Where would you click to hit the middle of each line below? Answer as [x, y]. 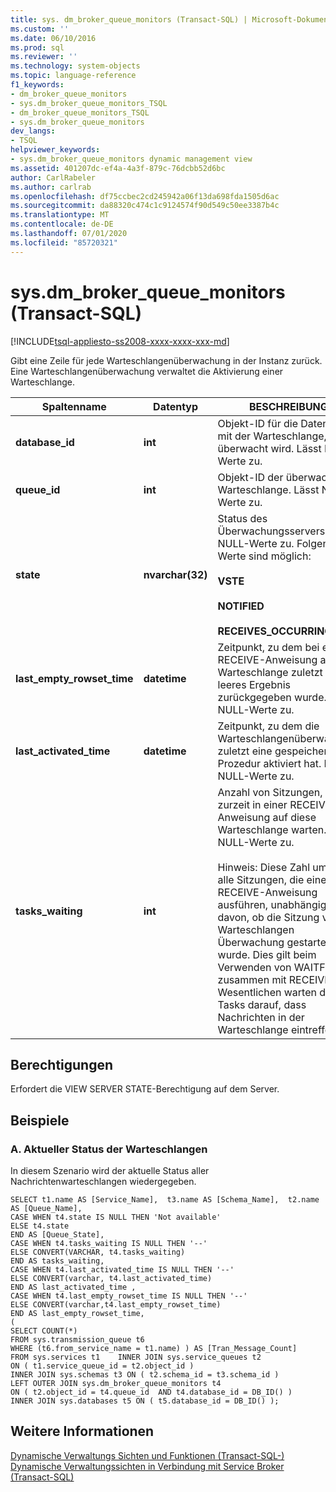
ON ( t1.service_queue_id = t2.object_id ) [102, 1366]
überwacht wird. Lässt [269, 448]
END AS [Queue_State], [57, 1235]
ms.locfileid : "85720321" [64, 242]
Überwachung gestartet [273, 942]
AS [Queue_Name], [46, 1209]
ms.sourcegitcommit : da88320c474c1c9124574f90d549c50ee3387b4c [145, 206]
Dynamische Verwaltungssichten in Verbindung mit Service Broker [147, 1466]
